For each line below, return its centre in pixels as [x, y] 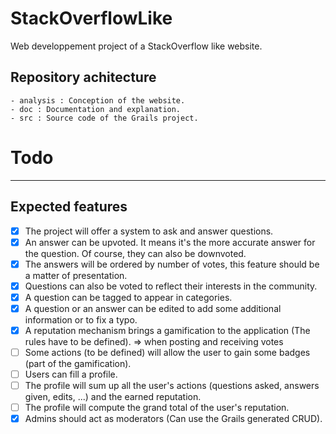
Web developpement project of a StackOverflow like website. [136, 46]
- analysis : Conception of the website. [98, 100]
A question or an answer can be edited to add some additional [153, 308]
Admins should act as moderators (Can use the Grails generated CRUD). [173, 419]
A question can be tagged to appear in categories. [128, 297]
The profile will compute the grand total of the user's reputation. [157, 408]
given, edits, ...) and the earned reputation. [113, 397]
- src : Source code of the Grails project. [104, 118]
